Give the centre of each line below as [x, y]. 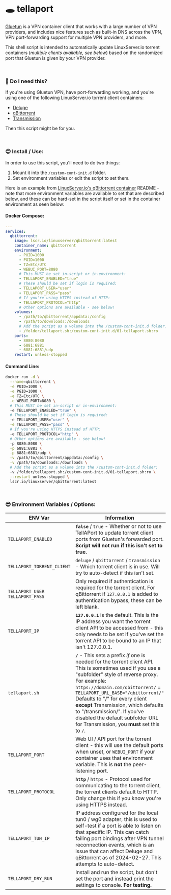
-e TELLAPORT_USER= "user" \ [40, 420]
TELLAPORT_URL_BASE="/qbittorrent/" [120, 693]
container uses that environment [114, 758]
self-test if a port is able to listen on [118, 826]
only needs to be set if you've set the [120, 634]
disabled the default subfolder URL [117, 718]
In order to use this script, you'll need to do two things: [63, 162]
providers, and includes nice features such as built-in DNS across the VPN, [84, 32]
